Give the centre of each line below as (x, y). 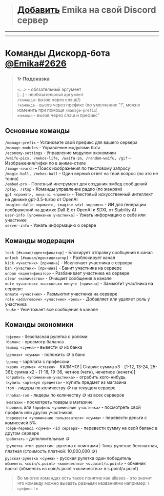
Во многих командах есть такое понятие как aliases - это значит (84, 478)
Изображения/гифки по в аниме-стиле (46, 163)
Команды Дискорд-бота (58, 53)
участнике (16, 220)
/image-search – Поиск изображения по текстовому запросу (68, 168)
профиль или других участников (39, 412)
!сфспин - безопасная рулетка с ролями (46, 337)
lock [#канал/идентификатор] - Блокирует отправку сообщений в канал (79, 253)
